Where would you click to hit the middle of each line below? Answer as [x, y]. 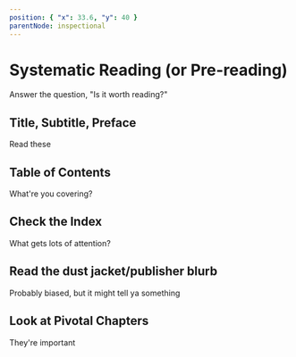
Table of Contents [60, 172]
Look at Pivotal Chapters [79, 321]
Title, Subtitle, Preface [73, 123]
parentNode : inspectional [57, 26]
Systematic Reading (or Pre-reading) [148, 70]
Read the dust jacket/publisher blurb [113, 272]
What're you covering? [51, 194]
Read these [30, 145]
